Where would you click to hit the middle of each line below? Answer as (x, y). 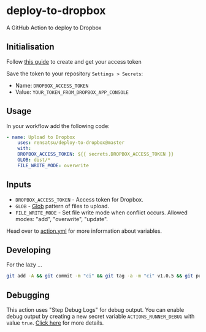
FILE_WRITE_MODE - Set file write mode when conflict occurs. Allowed (101, 213)
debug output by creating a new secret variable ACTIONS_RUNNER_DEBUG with (101, 317)
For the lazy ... (25, 265)
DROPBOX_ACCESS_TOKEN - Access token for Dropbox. (79, 199)
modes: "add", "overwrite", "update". (62, 219)
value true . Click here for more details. (55, 323)
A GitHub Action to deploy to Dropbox (54, 28)
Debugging (28, 295)
